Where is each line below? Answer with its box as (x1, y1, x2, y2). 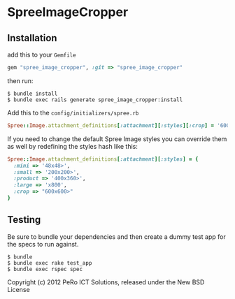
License (7, 285, 30, 293)
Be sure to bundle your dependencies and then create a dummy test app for (7, 232, 226, 241)
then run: (7, 76, 34, 85)
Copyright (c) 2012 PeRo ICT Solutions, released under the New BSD (7, 277, 205, 286)
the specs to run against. (7, 240, 79, 248)
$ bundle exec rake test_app (7, 259, 92, 266)
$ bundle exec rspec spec (7, 265, 83, 272)
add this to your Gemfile (7, 50, 76, 59)
